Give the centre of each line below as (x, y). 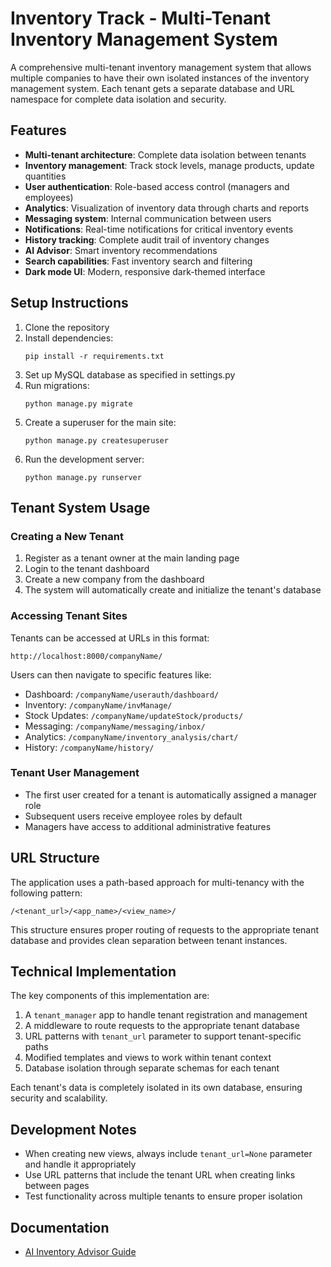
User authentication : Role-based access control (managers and (157, 186)
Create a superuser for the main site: (100, 422)
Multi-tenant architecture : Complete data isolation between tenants (165, 154)
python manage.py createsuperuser (96, 440)
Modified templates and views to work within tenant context (148, 1058)
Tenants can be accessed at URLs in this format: (110, 638)
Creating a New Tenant (67, 536)
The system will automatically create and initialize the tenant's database (173, 590)
